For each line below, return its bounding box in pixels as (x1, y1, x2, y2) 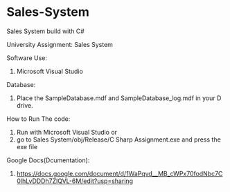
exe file (16, 142, 38, 151)
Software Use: (6, 53, 48, 62)
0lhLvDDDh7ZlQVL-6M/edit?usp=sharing (16, 177, 133, 185)
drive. (16, 101, 33, 109)
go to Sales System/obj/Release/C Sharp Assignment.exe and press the (16, 135, 221, 144)
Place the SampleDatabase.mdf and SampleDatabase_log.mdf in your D (16, 94, 222, 102)
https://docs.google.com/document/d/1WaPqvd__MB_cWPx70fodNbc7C (16, 169, 223, 177)
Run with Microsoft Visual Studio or (16, 128, 118, 136)
